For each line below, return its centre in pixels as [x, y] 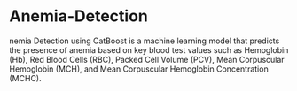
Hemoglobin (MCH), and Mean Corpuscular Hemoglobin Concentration [139, 69]
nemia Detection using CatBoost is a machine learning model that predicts [145, 41]
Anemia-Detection [78, 16]
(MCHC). [25, 78]
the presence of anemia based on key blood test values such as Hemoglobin [149, 49]
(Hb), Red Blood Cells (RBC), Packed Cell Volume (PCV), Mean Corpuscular [147, 59]
